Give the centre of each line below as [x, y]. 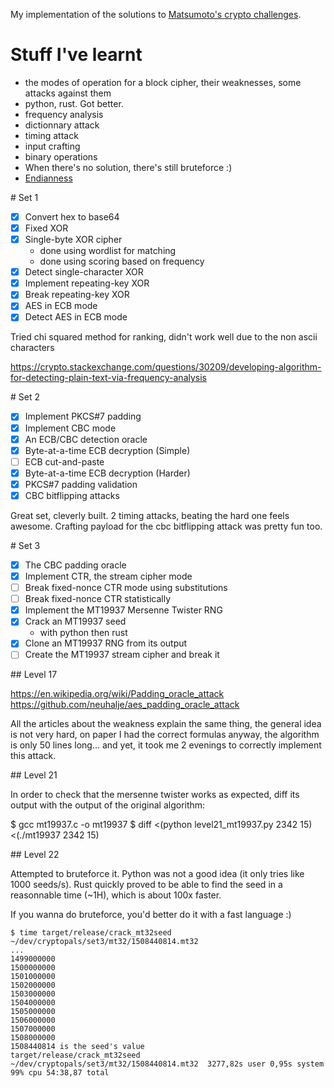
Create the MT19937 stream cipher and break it [122, 655]
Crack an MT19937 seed [75, 621]
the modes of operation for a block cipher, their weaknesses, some [163, 82]
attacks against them [68, 93]
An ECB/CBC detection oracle [86, 439]
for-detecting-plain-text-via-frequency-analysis [109, 378]
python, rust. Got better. [74, 103]
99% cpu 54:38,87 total [60, 1073]
